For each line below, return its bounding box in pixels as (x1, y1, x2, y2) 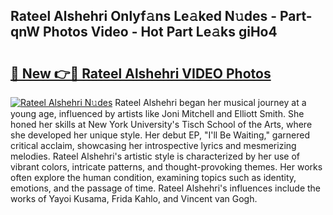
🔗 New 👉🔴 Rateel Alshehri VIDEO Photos (10, 65, 272, 82)
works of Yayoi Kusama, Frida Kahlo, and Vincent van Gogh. (10, 193, 258, 204)
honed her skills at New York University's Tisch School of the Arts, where (10, 119, 313, 130)
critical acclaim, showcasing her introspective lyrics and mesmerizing (10, 140, 297, 151)
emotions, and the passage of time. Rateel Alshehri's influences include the (10, 182, 322, 194)
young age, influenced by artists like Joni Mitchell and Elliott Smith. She (10, 108, 305, 119)
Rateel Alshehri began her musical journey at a (114, 97, 307, 108)
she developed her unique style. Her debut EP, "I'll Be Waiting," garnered (10, 129, 311, 141)
